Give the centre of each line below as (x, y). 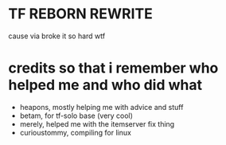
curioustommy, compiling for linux (75, 132)
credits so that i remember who (113, 68)
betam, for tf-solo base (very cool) (76, 116)
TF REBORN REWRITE (81, 14)
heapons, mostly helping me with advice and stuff (101, 107)
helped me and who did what (105, 85)
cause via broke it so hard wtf (57, 36)
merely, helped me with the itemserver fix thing (97, 123)
